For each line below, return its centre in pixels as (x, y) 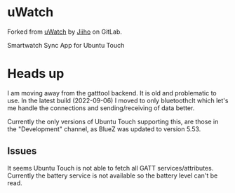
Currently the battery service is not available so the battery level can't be (113, 175)
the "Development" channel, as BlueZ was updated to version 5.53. (104, 129)
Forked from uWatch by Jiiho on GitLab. (65, 32)
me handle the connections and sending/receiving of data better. (101, 108)
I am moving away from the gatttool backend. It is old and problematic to (112, 93)
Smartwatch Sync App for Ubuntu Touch (66, 45)
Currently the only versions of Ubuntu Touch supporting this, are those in (113, 121)
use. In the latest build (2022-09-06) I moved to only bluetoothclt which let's (118, 100)
